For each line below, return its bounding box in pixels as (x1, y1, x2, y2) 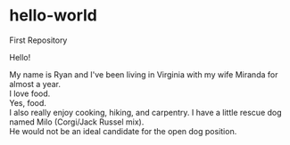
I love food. (9, 88, 51, 99)
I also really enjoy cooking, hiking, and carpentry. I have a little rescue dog (9, 107, 283, 117)
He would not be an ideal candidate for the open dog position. (9, 125, 237, 136)
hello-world (9, 5, 98, 26)
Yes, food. (9, 97, 47, 108)
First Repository (9, 35, 68, 45)
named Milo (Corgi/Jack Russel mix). (9, 117, 145, 127)
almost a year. (9, 78, 61, 89)
